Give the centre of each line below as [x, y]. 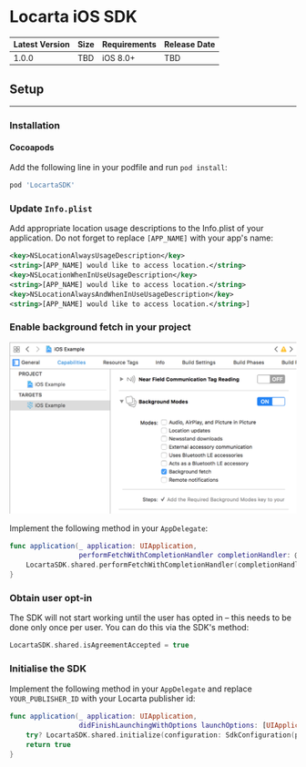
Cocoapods [32, 147]
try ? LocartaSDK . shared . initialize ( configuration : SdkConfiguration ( [161, 735]
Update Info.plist [51, 209]
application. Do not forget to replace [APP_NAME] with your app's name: [141, 238]
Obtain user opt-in [51, 598]
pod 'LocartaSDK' [42, 185]
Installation [35, 125]
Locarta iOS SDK [74, 17]
